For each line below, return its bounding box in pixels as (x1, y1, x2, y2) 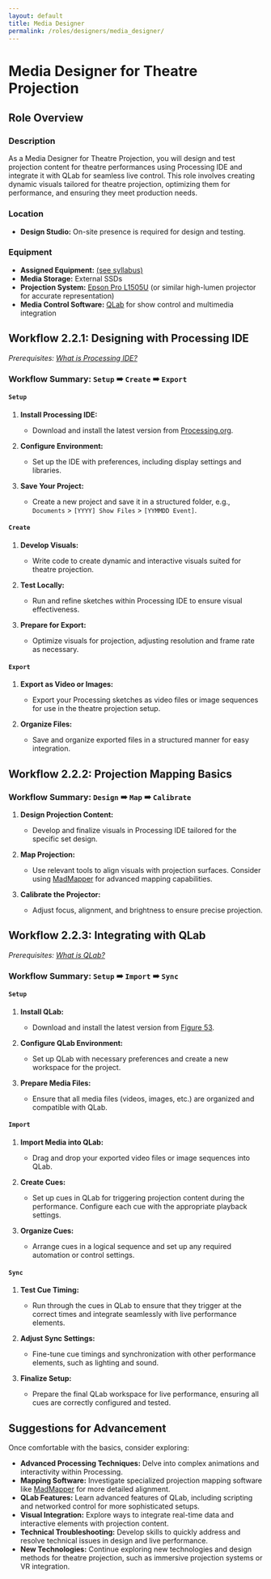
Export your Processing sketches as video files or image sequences (32, 695, 259, 705)
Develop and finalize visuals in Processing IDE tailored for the (32, 825, 237, 835)
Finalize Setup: (19, 1374, 72, 1383)
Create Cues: (19, 1178, 66, 1187)
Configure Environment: (19, 441, 104, 451)
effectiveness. (32, 604, 80, 614)
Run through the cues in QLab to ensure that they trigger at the (32, 1301, 242, 1310)
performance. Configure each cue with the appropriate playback (32, 1202, 248, 1212)
